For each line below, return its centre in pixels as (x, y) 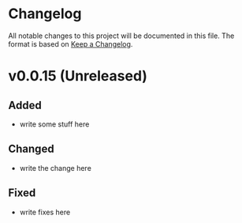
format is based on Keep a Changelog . (71, 43)
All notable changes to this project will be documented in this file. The (121, 36)
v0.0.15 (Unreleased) (78, 76)
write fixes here (45, 212)
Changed (31, 149)
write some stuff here (54, 124)
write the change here (56, 168)
